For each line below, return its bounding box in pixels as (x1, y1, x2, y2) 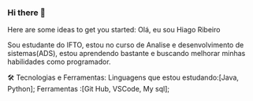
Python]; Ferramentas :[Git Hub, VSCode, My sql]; (7, 84, 170, 94)
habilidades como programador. (7, 57, 111, 66)
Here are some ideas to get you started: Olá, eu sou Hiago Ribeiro (7, 25, 221, 35)
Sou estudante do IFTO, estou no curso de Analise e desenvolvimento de (7, 40, 244, 50)
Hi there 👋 (7, 7, 47, 18)
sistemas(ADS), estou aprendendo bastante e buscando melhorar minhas (7, 49, 246, 58)
